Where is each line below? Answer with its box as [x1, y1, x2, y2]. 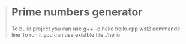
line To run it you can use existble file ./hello [11, 31, 121, 38]
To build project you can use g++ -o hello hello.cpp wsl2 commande [11, 25, 181, 32]
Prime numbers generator [11, 5, 143, 19]
